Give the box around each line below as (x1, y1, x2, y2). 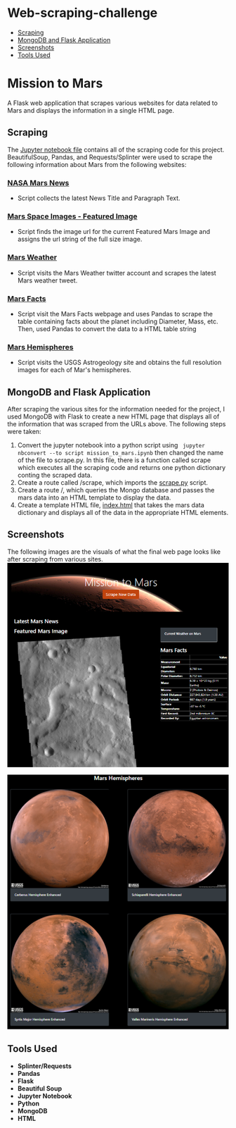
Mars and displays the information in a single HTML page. (7, 106, 174, 114)
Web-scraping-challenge (7, 5, 158, 21)
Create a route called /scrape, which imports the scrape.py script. (17, 478, 209, 487)
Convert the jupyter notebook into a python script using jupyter (17, 440, 205, 449)
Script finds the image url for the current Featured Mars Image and (17, 228, 211, 236)
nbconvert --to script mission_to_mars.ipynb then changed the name (17, 448, 223, 457)
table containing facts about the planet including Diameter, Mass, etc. (17, 317, 219, 326)
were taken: (7, 427, 41, 435)
